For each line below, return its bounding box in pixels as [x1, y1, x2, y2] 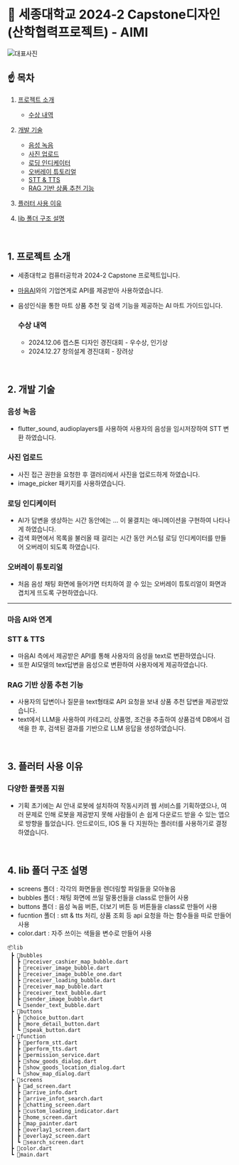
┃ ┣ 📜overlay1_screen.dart [10, 1127, 91, 1134]
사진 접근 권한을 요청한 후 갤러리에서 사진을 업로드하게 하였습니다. [17, 470, 201, 479]
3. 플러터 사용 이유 [7, 760, 83, 772]
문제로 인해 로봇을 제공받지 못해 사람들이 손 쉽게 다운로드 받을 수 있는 [25, 810, 217, 819]
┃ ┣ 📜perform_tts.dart [10, 1046, 78, 1053]
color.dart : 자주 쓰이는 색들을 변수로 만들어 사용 [17, 929, 152, 937]
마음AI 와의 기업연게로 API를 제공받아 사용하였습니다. [17, 286, 164, 294]
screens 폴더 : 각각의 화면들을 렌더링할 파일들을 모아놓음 [17, 885, 176, 893]
